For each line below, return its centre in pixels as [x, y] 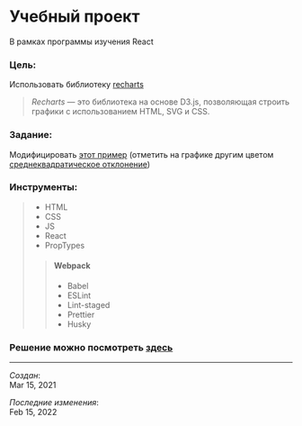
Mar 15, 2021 [33, 385]
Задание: [31, 135]
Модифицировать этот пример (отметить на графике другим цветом [142, 154]
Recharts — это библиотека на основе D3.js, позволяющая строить [160, 102]
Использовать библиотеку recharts [76, 85]
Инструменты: [44, 187]
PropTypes [65, 245]
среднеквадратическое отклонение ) [80, 164]
